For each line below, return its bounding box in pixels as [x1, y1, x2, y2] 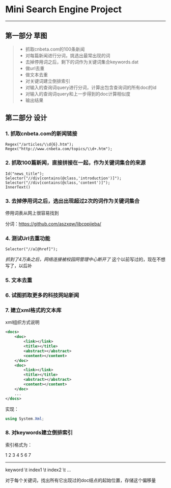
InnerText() [5, 184, 31, 190]
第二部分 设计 [5, 113, 47, 122]
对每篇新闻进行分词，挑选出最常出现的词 [25, 52, 110, 58]
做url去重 [25, 65, 45, 71]
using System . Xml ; [5, 416, 44, 421]
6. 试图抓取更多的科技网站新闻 [5, 292, 79, 299]
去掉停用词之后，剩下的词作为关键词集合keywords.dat [25, 59, 139, 65]
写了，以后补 [5, 263, 32, 269]
